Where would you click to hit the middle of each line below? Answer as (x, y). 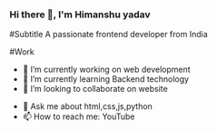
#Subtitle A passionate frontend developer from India (109, 35)
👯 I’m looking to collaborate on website (95, 89)
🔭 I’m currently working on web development (106, 70)
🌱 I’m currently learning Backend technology (105, 79)
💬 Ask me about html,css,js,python (87, 106)
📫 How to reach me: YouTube (79, 116)
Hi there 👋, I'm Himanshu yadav (80, 15)
